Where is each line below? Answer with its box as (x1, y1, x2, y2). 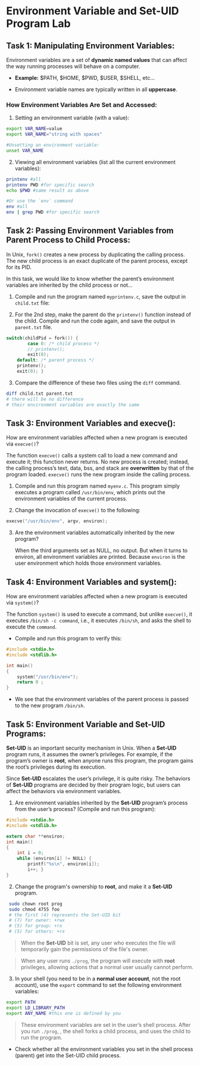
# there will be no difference (6, 396, 84, 402)
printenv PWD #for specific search (6, 182, 95, 188)
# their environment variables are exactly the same (6, 401, 140, 408)
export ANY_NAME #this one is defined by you (6, 1010, 121, 1016)
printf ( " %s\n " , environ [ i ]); (27, 861, 100, 867)
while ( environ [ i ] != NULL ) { (17, 856, 92, 862)
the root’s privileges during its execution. (6, 763, 106, 770)
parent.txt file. (14, 323, 52, 330)
